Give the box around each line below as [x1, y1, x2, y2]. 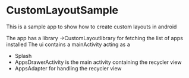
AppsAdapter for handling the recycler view [14, 64, 122, 71]
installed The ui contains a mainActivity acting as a [6, 41, 131, 48]
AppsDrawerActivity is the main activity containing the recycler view [14, 58, 182, 66]
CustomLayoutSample [6, 4, 119, 17]
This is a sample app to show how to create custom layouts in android [6, 23, 177, 30]
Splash [14, 52, 32, 59]
